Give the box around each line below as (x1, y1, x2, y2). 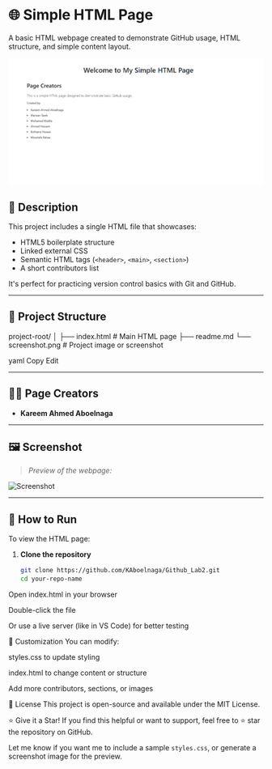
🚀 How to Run (8, 512, 78, 526)
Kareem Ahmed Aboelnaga (19, 408, 113, 418)
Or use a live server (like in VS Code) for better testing (8, 621, 189, 631)
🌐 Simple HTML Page (8, 6, 154, 24)
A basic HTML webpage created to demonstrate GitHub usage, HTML (8, 32, 241, 42)
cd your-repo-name (19, 575, 83, 584)
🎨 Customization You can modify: (8, 637, 120, 647)
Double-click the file (8, 605, 76, 615)
